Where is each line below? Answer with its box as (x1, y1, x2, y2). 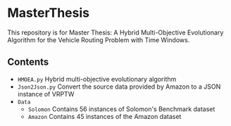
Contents (7, 56, 49, 68)
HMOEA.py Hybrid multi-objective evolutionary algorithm (17, 75, 177, 83)
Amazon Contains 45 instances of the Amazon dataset (27, 112, 182, 120)
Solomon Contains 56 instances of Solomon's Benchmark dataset (27, 104, 216, 113)
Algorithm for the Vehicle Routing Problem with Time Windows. (7, 35, 190, 44)
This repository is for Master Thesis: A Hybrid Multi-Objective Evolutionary (7, 28, 224, 37)
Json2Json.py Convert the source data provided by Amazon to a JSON (17, 82, 221, 91)
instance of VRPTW (17, 89, 75, 98)
